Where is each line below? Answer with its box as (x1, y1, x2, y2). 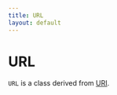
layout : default (8, 19, 61, 27)
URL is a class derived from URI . (8, 79, 110, 88)
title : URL (8, 11, 44, 20)
